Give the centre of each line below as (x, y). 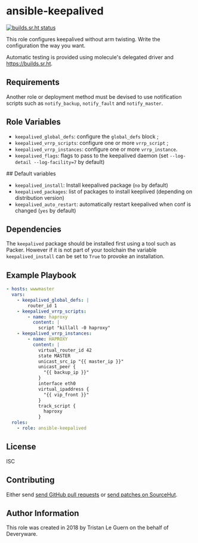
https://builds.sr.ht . (29, 63)
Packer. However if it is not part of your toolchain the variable (81, 250)
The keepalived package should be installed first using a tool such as (91, 244)
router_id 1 (43, 306)
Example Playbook (41, 275)
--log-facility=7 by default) (69, 162)
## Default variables (31, 173)
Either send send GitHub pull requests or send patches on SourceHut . (92, 495)
